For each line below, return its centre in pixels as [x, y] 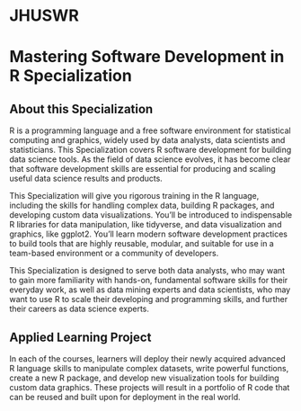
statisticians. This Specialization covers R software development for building [150, 150]
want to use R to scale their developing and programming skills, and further [149, 299]
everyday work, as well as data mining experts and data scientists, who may [150, 290]
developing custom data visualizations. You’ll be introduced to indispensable [151, 215]
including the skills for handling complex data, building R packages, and [142, 205]
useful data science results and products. [86, 179]
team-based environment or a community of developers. [114, 254]
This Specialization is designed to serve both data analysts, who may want [147, 271]
